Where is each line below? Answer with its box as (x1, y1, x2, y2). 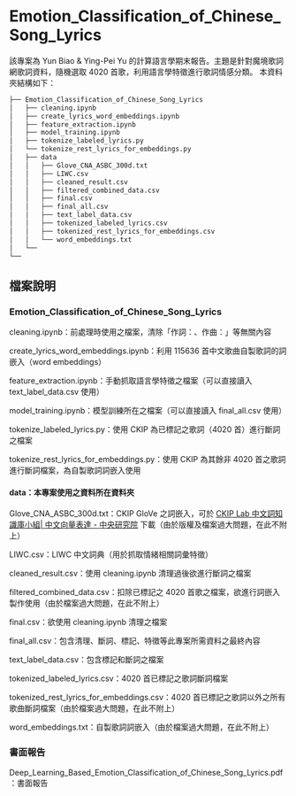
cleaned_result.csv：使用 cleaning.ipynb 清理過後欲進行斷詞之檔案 (9, 568, 252, 579)
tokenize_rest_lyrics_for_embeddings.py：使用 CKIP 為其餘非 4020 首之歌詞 (9, 454, 286, 465)
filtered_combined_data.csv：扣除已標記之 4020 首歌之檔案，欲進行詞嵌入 (9, 587, 281, 598)
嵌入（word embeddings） (9, 357, 107, 367)
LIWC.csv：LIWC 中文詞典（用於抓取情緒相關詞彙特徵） (9, 549, 214, 560)
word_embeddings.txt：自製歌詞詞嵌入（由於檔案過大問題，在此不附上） (9, 722, 274, 732)
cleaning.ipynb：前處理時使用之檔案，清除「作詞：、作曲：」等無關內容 (9, 327, 272, 337)
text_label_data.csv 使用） (9, 387, 104, 398)
